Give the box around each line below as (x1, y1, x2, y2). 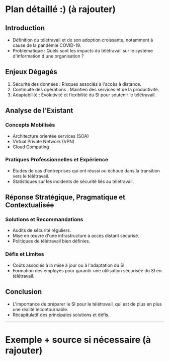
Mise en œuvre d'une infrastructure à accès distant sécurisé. (12, 233, 139, 239)
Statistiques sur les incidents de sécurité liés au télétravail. (12, 178, 134, 185)
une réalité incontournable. (12, 306, 69, 312)
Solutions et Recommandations (5, 216, 83, 223)
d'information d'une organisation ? (12, 53, 84, 59)
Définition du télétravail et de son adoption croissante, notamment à (12, 37, 153, 43)
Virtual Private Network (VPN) (12, 138, 74, 144)
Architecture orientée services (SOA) (12, 133, 89, 139)
